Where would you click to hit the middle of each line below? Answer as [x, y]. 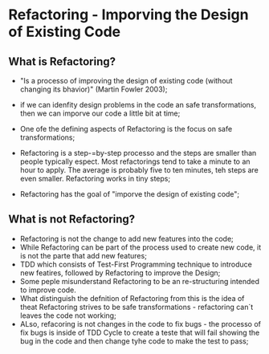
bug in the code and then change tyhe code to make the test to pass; [134, 341]
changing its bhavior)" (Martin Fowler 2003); [94, 89]
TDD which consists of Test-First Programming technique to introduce [136, 264]
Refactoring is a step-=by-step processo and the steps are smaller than [138, 153]
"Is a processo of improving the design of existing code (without [126, 81]
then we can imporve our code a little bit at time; [100, 113]
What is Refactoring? [62, 61]
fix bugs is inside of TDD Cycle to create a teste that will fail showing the [140, 332]
